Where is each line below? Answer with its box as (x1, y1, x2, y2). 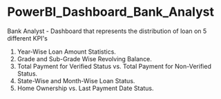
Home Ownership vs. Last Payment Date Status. (17, 84, 154, 92)
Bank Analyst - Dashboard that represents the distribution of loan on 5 (7, 27, 207, 35)
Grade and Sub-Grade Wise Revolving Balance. (17, 54, 152, 63)
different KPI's (7, 34, 48, 42)
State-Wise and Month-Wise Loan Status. (17, 76, 135, 85)
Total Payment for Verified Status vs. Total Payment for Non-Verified (17, 62, 212, 70)
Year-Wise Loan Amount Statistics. (17, 47, 116, 56)
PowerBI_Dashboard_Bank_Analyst (7, 4, 214, 20)
